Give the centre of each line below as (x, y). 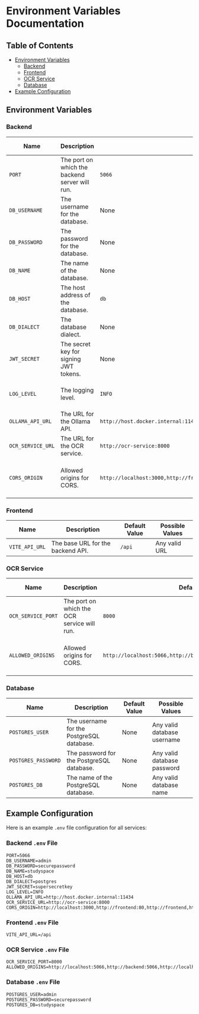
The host (73, 288)
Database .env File (33, 982)
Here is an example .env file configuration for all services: (76, 828)
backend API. (70, 550)
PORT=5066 (18, 855)
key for (70, 351)
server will (75, 182)
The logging (77, 390)
